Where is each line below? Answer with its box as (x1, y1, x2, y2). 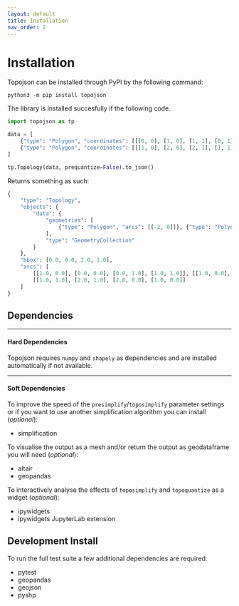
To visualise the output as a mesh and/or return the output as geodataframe (7, 443, 230, 451)
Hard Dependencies (7, 337, 68, 346)
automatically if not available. (7, 361, 93, 369)
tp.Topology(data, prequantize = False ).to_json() (7, 163, 154, 171)
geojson (17, 582, 42, 592)
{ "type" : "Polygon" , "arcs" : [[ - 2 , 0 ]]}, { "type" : (58, 223, 212, 230)
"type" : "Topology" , (20, 197, 81, 204)
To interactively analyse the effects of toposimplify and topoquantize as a (7, 486, 224, 494)
